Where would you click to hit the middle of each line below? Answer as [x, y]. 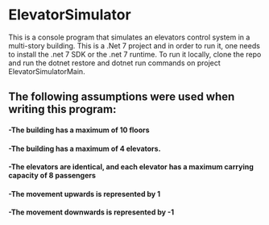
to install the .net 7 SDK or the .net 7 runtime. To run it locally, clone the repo [135, 54]
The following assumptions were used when [122, 97]
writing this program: [62, 109]
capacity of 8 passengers [52, 176]
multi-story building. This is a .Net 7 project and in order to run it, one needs [134, 45]
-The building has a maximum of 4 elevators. [85, 148]
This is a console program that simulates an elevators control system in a [129, 37]
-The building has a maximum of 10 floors [79, 130]
